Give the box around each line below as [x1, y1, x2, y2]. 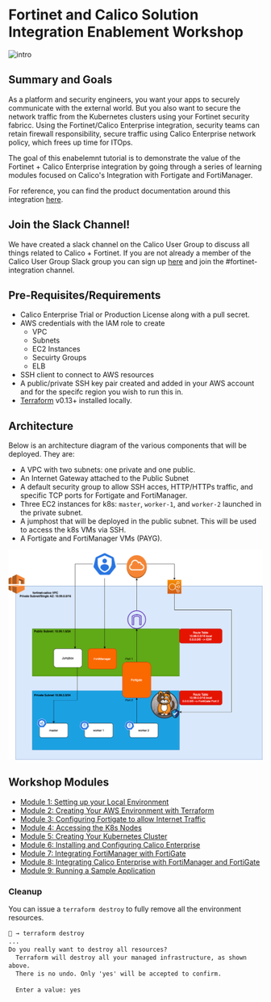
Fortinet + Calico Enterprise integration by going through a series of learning [8, 162, 262, 171]
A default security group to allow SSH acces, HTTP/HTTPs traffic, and [19, 482, 253, 492]
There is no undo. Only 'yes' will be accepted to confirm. [15, 970, 222, 979]
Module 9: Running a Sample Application [19, 865, 156, 875]
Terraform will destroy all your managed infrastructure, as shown [15, 954, 248, 962]
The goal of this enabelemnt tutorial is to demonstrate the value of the [8, 153, 240, 162]
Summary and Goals [8, 73, 113, 86]
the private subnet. [19, 507, 83, 518]
